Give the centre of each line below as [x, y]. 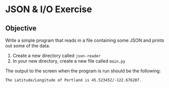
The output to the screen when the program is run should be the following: [83, 71]
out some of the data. [28, 46]
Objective [21, 28]
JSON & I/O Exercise [49, 9]
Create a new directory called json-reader [57, 55]
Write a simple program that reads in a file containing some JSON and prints [85, 40]
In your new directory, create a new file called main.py [69, 61]
